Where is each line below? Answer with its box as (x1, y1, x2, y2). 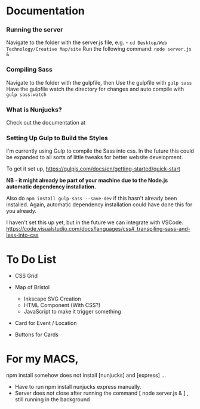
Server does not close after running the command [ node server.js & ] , (14, 389, 189, 397)
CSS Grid (14, 272, 38, 280)
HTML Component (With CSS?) (23, 302, 101, 309)
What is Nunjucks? (6, 106, 62, 114)
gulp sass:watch (6, 91, 47, 98)
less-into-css (6, 231, 39, 239)
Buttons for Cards (14, 331, 59, 338)
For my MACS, (6, 352, 79, 365)
